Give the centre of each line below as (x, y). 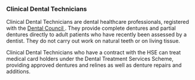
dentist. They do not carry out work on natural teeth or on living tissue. (93, 41)
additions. (19, 72)
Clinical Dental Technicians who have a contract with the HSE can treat (94, 53)
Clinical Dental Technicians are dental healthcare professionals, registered (98, 22)
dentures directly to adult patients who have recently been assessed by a (97, 35)
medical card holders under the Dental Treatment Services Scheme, (90, 59)
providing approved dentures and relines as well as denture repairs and (94, 65)
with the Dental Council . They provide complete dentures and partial (91, 28)
